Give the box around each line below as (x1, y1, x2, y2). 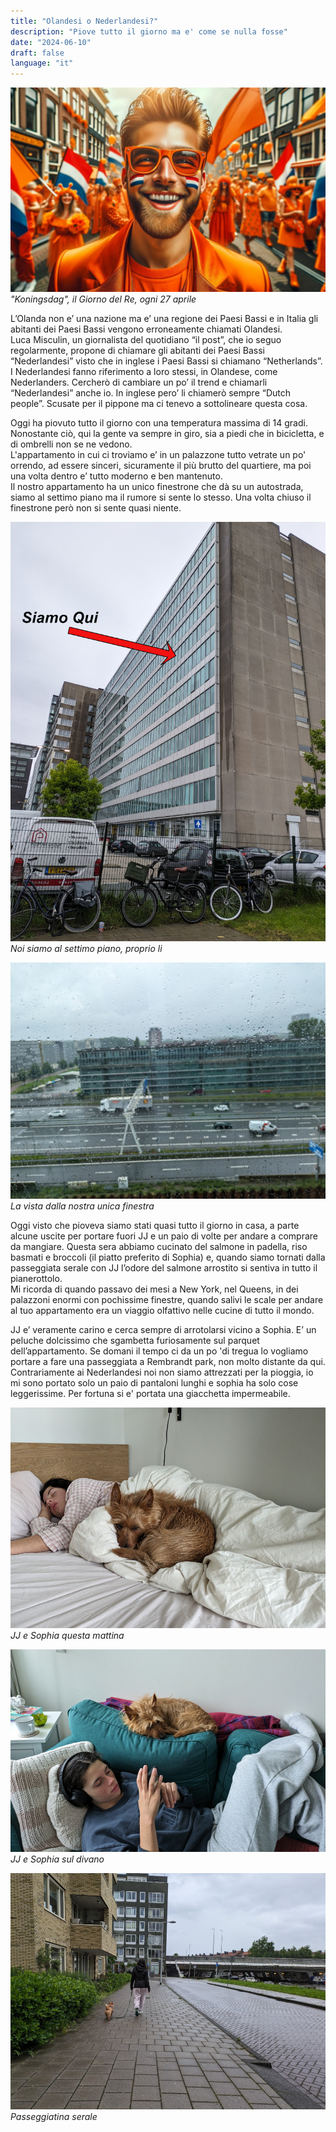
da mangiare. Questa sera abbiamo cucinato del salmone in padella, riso (10, 1241, 308, 1253)
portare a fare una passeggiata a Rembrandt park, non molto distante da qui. (10, 1356, 326, 1368)
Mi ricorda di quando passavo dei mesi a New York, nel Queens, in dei (10, 1283, 299, 1295)
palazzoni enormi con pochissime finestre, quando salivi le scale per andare (10, 1294, 324, 1306)
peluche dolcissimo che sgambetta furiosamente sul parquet (10, 1335, 260, 1347)
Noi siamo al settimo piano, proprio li (10, 943, 163, 955)
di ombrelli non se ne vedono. (10, 438, 133, 450)
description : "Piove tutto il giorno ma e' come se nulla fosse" (10, 26, 288, 37)
